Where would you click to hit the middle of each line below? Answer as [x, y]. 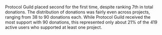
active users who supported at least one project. [54, 27]
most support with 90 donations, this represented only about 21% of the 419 [81, 22]
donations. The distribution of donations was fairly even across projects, [78, 12]
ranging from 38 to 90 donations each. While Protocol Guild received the [78, 17]
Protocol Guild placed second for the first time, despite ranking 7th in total [79, 7]
